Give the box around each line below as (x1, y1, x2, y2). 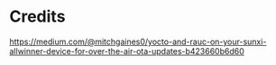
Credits (9, 6, 66, 27)
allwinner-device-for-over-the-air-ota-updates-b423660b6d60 (9, 45, 245, 56)
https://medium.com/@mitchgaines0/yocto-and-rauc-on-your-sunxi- (9, 36, 267, 47)
